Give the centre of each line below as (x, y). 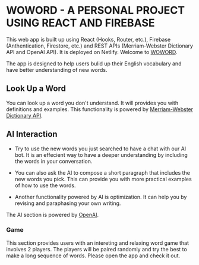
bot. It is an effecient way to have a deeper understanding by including (101, 154)
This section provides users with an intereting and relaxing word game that (97, 243)
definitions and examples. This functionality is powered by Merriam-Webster (100, 109)
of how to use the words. (45, 185)
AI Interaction (32, 134)
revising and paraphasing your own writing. (68, 203)
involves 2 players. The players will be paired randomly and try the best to (97, 249)
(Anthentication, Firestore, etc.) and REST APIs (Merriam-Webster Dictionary (99, 46)
